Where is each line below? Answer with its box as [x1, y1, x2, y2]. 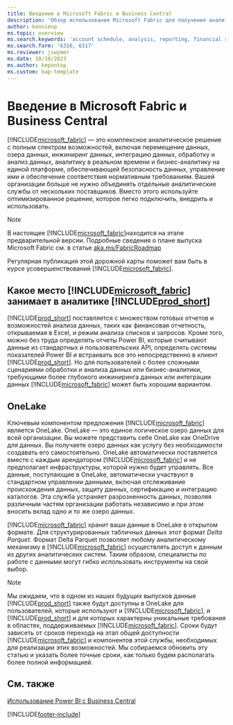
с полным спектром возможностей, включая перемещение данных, [7, 143, 210, 151]
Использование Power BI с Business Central [7, 697, 137, 705]
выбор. [7, 565, 28, 573]
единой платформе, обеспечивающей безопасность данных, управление [7, 165, 225, 173]
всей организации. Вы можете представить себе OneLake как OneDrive [7, 434, 220, 442]
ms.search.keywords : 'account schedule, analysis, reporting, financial [7, 36, 222, 43]
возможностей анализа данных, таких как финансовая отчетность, [7, 321, 207, 330]
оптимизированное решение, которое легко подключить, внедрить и [7, 195, 214, 203]
